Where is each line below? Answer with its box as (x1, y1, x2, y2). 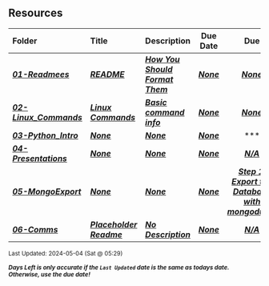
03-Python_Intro (12, 130, 78, 141)
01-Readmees (12, 68, 70, 79)
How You (145, 54, 180, 65)
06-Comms (12, 224, 58, 235)
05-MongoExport (12, 186, 82, 197)
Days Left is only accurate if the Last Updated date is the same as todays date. (8, 264, 230, 272)
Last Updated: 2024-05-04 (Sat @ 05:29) (8, 249, 123, 257)
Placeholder (90, 219, 138, 230)
